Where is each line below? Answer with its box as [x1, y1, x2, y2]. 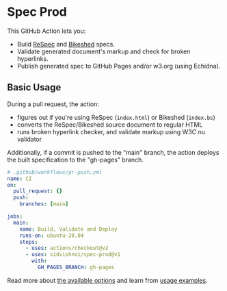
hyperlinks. [16, 54, 49, 62]
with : [31, 257, 48, 264]
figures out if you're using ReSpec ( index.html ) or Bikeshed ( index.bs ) [16, 113, 215, 121]
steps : [19, 238, 38, 245]
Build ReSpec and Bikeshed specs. [16, 40, 115, 48]
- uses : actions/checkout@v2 [25, 244, 109, 252]
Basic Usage [7, 81, 62, 93]
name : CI [7, 175, 32, 182]
